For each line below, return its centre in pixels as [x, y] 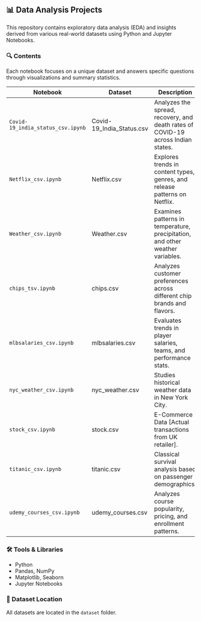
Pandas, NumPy [35, 571]
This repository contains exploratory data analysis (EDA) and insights [91, 27]
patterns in [169, 219]
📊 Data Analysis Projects [54, 10]
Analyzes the [172, 102]
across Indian [173, 140]
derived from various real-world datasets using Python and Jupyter [89, 33]
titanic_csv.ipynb [35, 469]
